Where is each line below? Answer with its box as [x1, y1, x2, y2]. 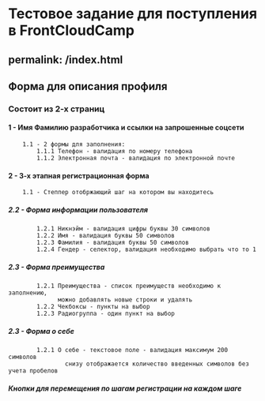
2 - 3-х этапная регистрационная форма [8, 171, 150, 180]
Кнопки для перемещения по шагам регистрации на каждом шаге [8, 384, 242, 393]
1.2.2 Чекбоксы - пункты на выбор [36, 303, 150, 311]
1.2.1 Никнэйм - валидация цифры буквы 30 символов [36, 225, 211, 233]
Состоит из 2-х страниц [8, 103, 105, 114]
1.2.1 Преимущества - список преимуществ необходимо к [36, 282, 221, 290]
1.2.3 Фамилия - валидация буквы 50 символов [36, 238, 190, 247]
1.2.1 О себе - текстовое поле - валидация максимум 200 [36, 347, 228, 354]
